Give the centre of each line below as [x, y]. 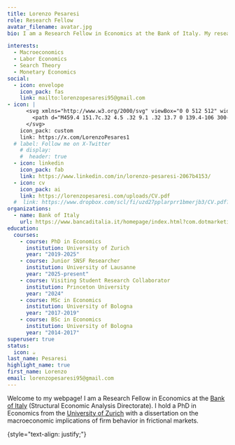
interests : [23, 46]
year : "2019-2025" [52, 254]
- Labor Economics [41, 59]
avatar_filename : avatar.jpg [50, 27]
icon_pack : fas [42, 92]
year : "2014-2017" [52, 333]
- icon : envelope [39, 85]
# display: [36, 150]
